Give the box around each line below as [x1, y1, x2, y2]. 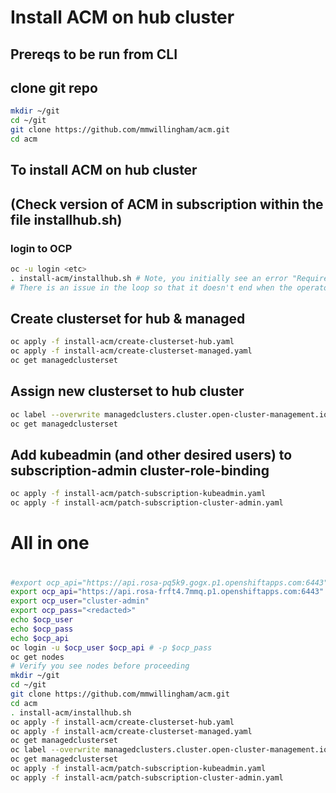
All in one [10, 532, 90, 555]
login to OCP [10, 241, 73, 255]
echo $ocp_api [10, 633, 70, 643]
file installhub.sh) [10, 211, 123, 228]
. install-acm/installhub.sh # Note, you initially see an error [10, 273, 288, 283]
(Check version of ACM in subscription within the [10, 196, 324, 213]
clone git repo [10, 79, 98, 96]
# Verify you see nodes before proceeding [10, 661, 190, 671]
